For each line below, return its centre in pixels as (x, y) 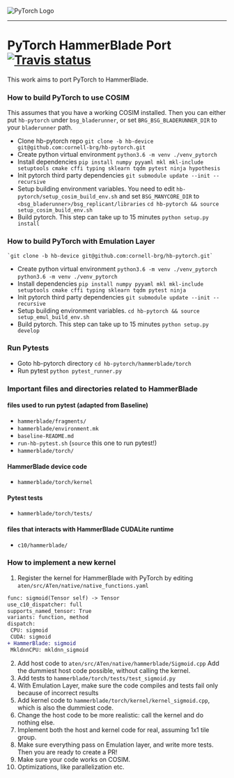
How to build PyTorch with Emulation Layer (81, 242)
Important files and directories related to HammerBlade (103, 389)
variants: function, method (48, 617)
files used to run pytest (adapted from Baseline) (78, 405)
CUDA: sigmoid (31, 637)
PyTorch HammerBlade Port (89, 46)
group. (27, 737)
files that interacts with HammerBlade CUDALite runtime (91, 529)
